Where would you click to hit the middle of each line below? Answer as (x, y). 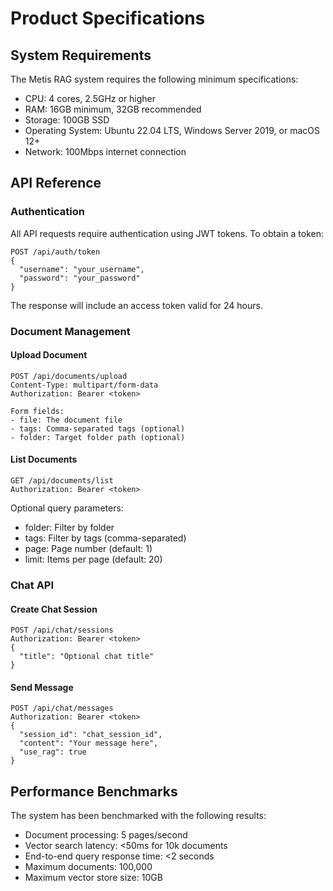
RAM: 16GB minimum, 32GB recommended (113, 109)
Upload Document (49, 355)
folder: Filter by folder (69, 528)
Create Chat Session (54, 609)
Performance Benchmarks (94, 791)
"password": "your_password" (80, 278)
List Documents (44, 459)
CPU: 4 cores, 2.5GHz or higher (90, 98)
